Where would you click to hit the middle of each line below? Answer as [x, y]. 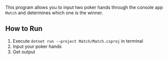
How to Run [24, 29]
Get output [24, 52]
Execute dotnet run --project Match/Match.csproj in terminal [78, 41]
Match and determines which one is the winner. [54, 13]
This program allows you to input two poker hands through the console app [84, 7]
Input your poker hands [37, 46]
